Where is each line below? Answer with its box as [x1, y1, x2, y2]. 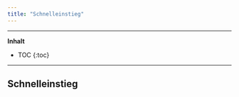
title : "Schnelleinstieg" [7, 10, 84, 18]
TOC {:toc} [17, 51, 50, 59]
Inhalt [7, 36, 25, 45]
